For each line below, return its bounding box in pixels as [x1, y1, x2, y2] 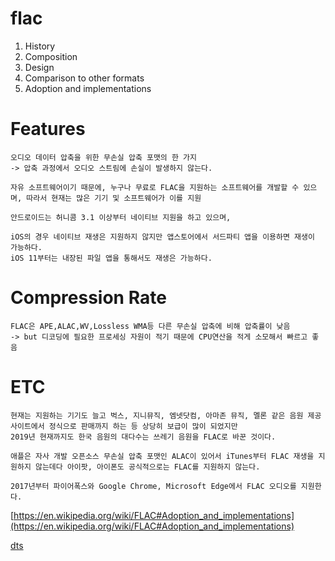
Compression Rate [10, 287, 167, 309]
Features [10, 118, 86, 141]
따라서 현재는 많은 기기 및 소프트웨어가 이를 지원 [26, 193, 202, 203]
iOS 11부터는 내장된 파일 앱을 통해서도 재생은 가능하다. [10, 253, 213, 263]
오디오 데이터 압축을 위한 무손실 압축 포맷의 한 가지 [10, 152, 197, 162]
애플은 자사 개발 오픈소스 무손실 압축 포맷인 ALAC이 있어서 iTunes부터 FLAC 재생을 [10, 451, 315, 461]
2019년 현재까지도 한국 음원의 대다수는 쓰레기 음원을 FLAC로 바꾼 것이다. [10, 432, 277, 442]
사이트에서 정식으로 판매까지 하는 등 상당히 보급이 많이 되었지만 [10, 421, 238, 431]
